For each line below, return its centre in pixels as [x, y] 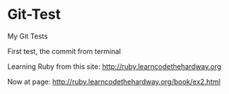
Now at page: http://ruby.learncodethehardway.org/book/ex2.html [114, 81]
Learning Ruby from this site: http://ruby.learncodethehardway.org [114, 66]
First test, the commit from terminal [64, 51]
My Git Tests [28, 36]
